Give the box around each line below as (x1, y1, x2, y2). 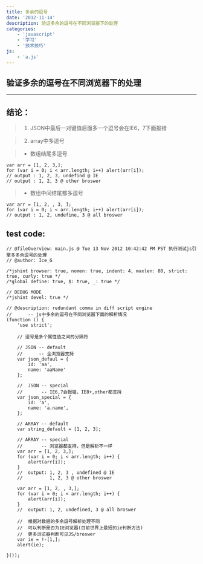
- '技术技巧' (17, 43, 47, 49)
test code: (6, 228, 45, 239)
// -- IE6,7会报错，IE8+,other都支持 (17, 389, 122, 395)
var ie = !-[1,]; (17, 537, 61, 543)
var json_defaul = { (17, 356, 69, 362)
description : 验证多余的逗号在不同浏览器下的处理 (6, 20, 118, 26)
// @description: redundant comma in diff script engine (6, 305, 153, 312)
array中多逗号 (30, 137, 65, 145)
